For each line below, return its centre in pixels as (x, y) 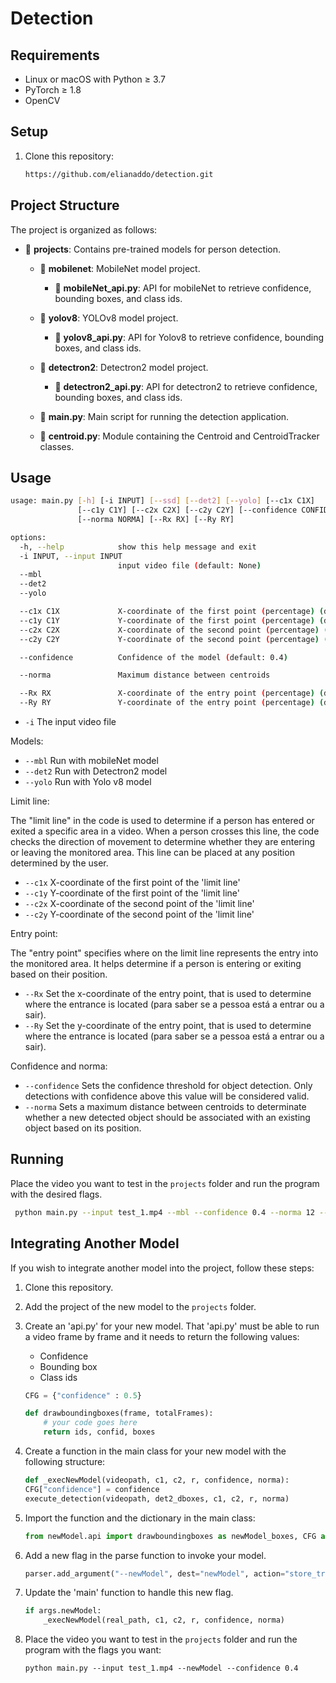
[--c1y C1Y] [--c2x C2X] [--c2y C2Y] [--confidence (187, 510)
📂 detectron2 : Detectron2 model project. (124, 367)
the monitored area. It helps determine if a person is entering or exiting (156, 964)
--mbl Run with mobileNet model (91, 761)
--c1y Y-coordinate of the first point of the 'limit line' (132, 893)
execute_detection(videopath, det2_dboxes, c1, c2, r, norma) (157, 1498)
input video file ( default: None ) (189, 565)
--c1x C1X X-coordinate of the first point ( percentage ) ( (172, 612)
